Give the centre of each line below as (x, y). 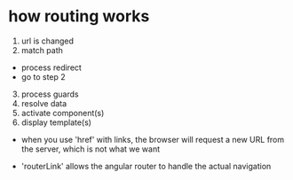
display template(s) (56, 122)
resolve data (44, 103)
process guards (50, 94)
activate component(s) (63, 113)
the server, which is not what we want (91, 149)
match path (42, 50)
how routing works (79, 16)
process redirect (51, 67)
